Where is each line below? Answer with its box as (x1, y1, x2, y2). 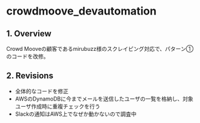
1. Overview (6, 28, 52, 39)
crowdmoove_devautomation (6, 4, 157, 18)
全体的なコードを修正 (15, 87, 68, 95)
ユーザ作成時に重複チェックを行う (15, 102, 101, 110)
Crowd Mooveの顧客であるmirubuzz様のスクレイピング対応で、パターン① (6, 45, 194, 52)
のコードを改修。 (6, 53, 49, 60)
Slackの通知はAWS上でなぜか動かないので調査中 (15, 110, 137, 118)
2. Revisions (6, 71, 53, 81)
